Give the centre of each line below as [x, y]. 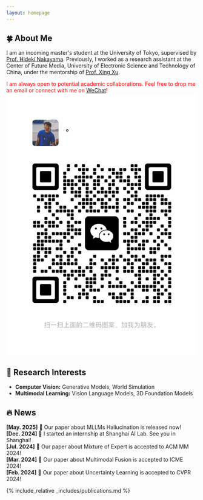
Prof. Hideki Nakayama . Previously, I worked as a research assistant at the [99, 59]
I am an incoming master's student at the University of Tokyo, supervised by [101, 53]
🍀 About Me [29, 39]
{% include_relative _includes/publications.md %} [68, 491]
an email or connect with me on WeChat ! [57, 91]
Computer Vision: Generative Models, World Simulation [85, 387]
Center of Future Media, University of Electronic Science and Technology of [101, 66]
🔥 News [21, 413]
